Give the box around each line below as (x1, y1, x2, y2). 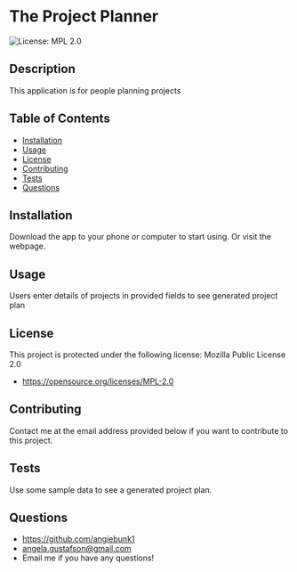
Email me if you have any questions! (21, 552, 154, 563)
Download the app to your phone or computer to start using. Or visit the (9, 232, 272, 242)
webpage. (9, 241, 46, 251)
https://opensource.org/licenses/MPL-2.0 (21, 376, 174, 387)
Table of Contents (9, 111, 111, 127)
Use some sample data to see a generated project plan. (9, 484, 213, 495)
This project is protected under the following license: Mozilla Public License (9, 349, 286, 360)
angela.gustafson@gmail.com (21, 543, 132, 554)
